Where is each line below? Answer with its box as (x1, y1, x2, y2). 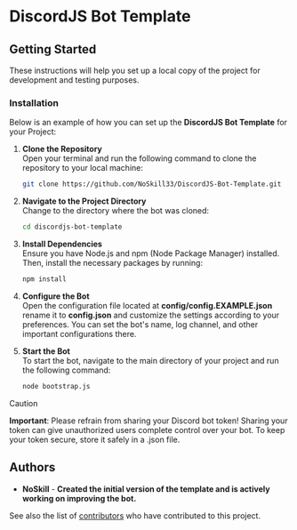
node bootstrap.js (21, 381, 91, 390)
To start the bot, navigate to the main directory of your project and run (21, 355, 279, 365)
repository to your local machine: (21, 163, 144, 173)
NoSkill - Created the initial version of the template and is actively (21, 483, 270, 494)
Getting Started (9, 42, 97, 57)
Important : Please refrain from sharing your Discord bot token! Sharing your (9, 415, 288, 426)
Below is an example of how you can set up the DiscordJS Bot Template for (9, 117, 287, 128)
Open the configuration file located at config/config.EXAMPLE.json (21, 300, 273, 310)
